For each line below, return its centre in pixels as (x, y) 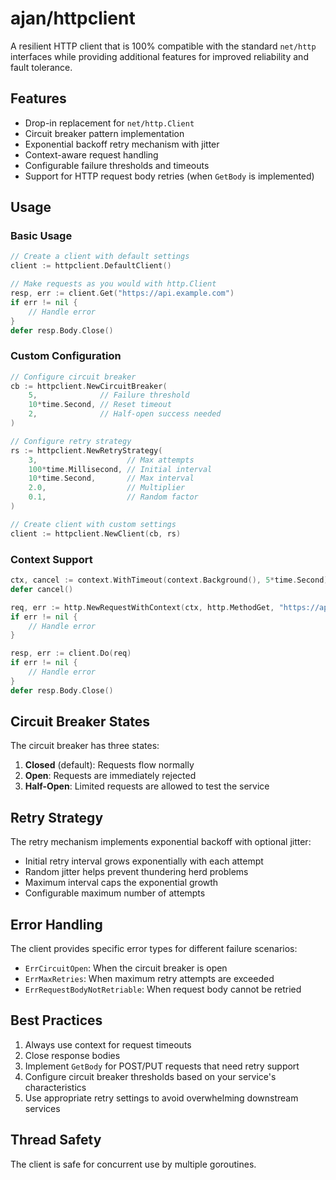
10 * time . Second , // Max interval (111, 478)
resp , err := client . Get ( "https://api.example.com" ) (122, 293)
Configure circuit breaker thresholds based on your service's (150, 1076)
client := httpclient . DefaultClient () (91, 266)
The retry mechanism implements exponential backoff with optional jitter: (161, 842)
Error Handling (56, 924)
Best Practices (56, 1020)
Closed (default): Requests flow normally (109, 765)
